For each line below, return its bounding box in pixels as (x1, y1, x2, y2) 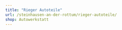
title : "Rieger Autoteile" (5, 7, 63, 13)
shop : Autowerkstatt (5, 17, 49, 22)
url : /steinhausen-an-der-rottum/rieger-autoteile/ (5, 12, 117, 17)
